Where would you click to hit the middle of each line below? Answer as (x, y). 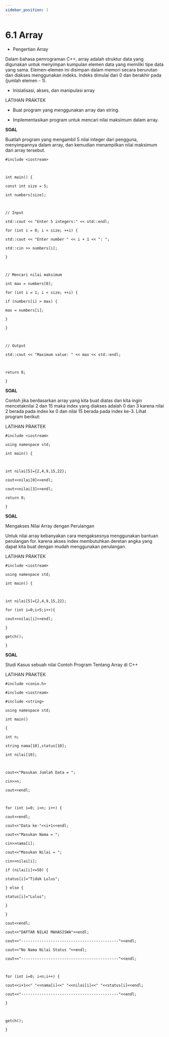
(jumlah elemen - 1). (26, 80)
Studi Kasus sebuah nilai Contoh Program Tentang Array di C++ (72, 664)
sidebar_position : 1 (27, 10)
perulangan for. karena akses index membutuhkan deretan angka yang (79, 541)
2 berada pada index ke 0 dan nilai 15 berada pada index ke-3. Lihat (76, 411)
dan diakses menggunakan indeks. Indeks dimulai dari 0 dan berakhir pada (83, 75)
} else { (14, 887)
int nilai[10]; (21, 755)
